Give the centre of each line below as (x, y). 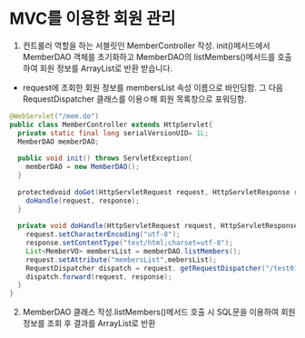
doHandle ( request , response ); (83, 201)
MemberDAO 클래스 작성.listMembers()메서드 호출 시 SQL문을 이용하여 (151, 312)
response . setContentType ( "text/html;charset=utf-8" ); (129, 243)
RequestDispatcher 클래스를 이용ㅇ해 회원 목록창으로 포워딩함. (134, 99)
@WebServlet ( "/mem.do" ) (54, 116)
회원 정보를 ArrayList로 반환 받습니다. (106, 68)
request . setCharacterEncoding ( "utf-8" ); (103, 234)
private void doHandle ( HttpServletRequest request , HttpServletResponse (158, 226)
